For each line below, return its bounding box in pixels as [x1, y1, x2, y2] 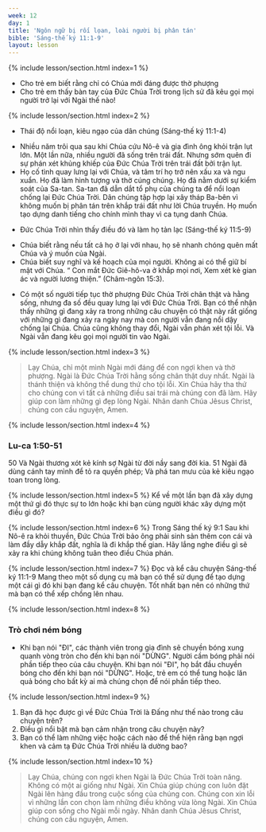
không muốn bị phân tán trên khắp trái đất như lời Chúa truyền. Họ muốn [19, 201, 257, 211]
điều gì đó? [8, 507, 45, 518]
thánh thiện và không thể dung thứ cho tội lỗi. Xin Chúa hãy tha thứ [27, 380, 248, 389]
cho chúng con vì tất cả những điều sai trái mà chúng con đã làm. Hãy [27, 388, 257, 398]
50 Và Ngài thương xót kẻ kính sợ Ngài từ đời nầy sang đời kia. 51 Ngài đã [8, 459, 248, 468]
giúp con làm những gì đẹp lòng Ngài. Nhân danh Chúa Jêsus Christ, [27, 396, 253, 406]
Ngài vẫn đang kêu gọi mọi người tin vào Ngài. [19, 332, 171, 342]
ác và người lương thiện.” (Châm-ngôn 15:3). [19, 274, 165, 283]
